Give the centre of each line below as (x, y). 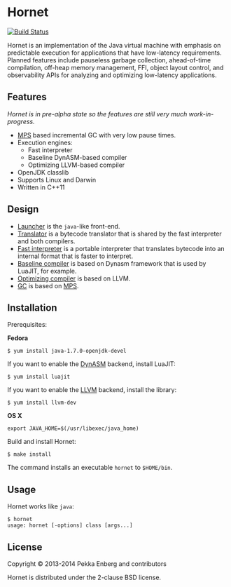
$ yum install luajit (39, 377)
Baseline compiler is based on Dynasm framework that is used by (112, 263)
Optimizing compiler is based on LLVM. (74, 278)
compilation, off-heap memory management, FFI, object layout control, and (115, 67)
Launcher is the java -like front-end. (69, 226)
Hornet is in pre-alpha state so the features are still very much (97, 114)
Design (23, 209)
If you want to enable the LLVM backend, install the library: (92, 390)
